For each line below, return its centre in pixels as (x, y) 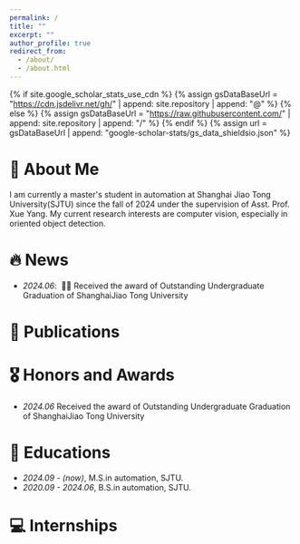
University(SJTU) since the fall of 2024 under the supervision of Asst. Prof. (150, 204)
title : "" (28, 26)
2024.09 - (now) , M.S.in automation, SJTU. (103, 478)
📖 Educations (60, 453)
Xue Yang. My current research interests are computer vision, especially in (149, 213)
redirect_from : (38, 52)
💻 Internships (63, 526)
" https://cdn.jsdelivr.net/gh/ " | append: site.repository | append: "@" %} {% (150, 103)
